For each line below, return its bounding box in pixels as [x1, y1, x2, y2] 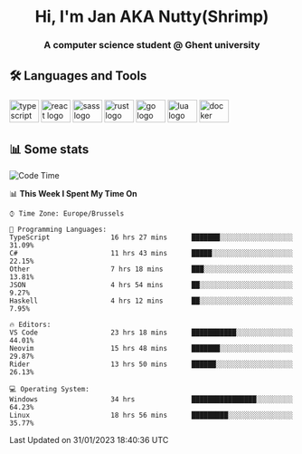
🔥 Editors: [9, 320, 52, 330]
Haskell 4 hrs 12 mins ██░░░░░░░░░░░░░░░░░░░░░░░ [9, 296, 294, 305]
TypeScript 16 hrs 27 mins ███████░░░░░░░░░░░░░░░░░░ [9, 233, 294, 242]
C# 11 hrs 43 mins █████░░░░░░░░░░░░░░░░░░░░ [9, 249, 294, 258]
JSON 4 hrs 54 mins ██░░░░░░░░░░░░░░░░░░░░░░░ [9, 281, 294, 290]
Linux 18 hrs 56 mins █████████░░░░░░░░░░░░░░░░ [9, 411, 294, 420]
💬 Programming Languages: [9, 225, 107, 235]
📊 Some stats [9, 141, 90, 157]
